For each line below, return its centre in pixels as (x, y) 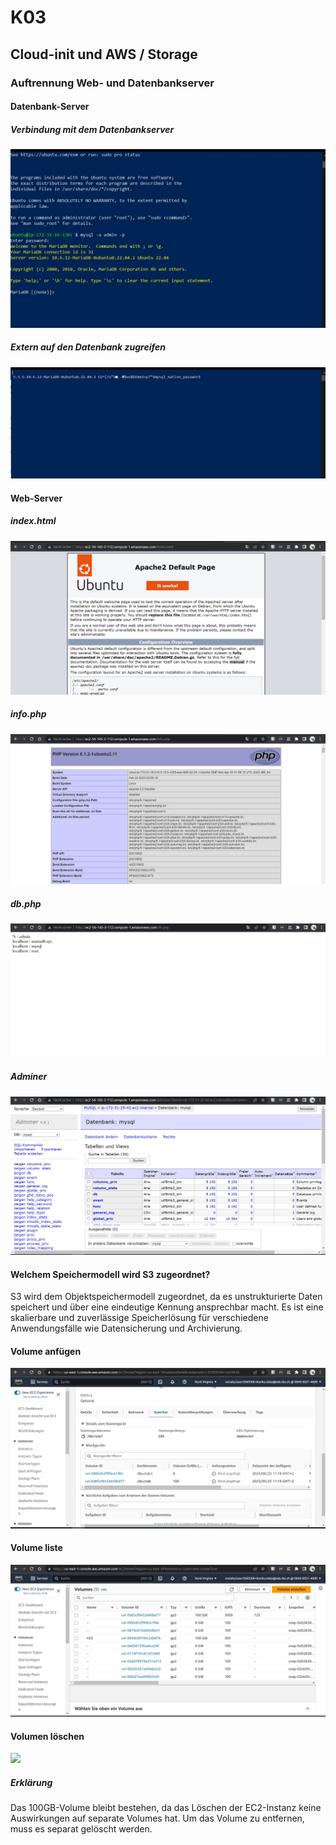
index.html (33, 521)
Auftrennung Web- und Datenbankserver (112, 83)
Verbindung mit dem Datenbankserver (92, 129)
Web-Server (36, 498)
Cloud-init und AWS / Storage (104, 54)
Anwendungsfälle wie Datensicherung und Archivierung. (126, 1328)
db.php (26, 903)
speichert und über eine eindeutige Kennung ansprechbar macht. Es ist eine (167, 1307)
